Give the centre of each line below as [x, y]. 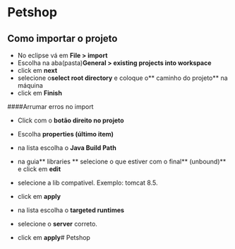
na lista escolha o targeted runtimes [71, 210]
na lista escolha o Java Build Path [67, 148]
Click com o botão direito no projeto [71, 120]
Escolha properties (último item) [66, 134]
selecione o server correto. [57, 224]
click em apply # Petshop [54, 237]
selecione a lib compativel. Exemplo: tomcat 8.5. [88, 183]
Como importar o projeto [62, 39]
